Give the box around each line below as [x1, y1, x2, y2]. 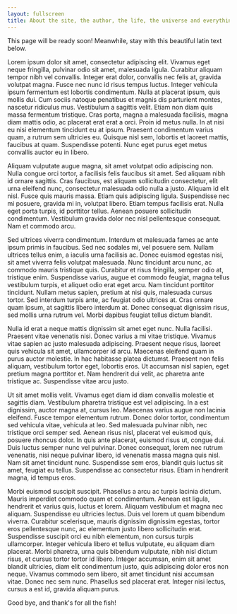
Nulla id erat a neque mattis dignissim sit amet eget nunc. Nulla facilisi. [7, 324, 213, 332]
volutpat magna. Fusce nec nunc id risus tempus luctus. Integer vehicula [7, 80, 218, 88]
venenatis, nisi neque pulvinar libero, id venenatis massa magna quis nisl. [7, 451, 221, 459]
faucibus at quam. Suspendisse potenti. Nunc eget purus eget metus [7, 140, 207, 149]
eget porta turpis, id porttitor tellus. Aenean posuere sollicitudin [7, 207, 192, 215]
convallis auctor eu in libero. [7, 148, 90, 156]
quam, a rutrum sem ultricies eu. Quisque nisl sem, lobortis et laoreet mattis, [7, 132, 229, 141]
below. [7, 44, 27, 52]
